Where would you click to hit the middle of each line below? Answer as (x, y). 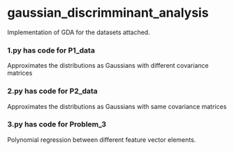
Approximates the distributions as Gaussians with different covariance (108, 66)
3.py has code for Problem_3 (57, 124)
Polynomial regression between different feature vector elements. (102, 139)
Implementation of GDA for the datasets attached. (79, 32)
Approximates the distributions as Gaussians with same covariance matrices (117, 106)
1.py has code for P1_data (51, 50)
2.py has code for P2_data (52, 91)
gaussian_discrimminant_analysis (108, 13)
